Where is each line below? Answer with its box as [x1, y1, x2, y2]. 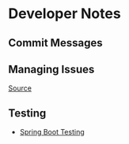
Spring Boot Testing [19, 127, 85, 137]
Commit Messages [8, 36, 103, 50]
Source [8, 83, 32, 93]
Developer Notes [8, 5, 121, 23]
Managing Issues [8, 62, 95, 76]
